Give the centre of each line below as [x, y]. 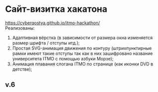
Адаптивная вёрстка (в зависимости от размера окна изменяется [82, 38]
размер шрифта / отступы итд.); [46, 43]
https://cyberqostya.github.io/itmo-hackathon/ [53, 23]
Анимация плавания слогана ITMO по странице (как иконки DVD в [83, 64]
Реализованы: [20, 28]
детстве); [22, 69]
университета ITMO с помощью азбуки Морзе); [63, 58]
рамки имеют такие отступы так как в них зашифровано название [82, 53]
